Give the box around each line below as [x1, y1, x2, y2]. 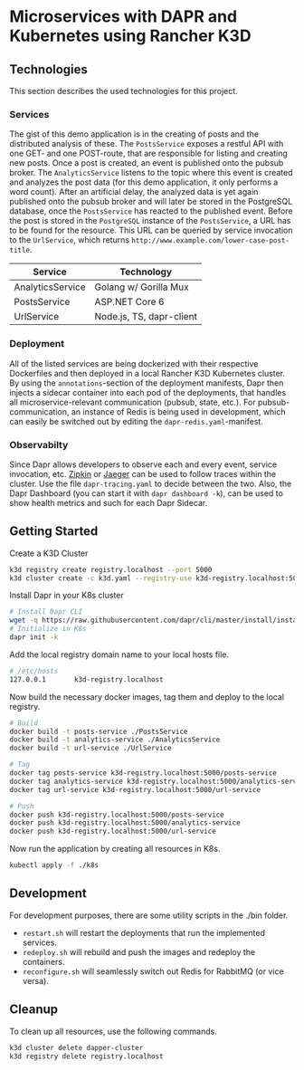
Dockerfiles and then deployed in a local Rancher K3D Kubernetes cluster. [9, 368, 286, 378]
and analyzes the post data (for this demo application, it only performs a [9, 177, 279, 187]
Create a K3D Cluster [9, 548, 89, 559]
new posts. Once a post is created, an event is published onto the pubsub [9, 158, 284, 168]
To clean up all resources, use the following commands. [9, 1026, 217, 1037]
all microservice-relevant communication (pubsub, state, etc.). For [9, 396, 256, 407]
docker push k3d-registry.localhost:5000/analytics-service [9, 818, 242, 827]
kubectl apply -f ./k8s [9, 861, 100, 870]
